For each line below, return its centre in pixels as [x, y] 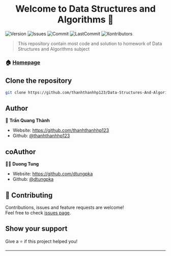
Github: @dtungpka [33, 179]
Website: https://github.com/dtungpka [53, 174]
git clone [16, 92]
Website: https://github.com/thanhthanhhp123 [61, 131]
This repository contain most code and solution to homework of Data [90, 43]
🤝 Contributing [29, 195]
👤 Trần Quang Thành [27, 120]
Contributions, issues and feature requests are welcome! [65, 207]
